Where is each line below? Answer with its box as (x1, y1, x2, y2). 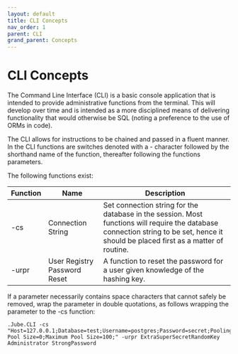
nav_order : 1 (7, 23, 46, 31)
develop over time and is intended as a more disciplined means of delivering (7, 106, 230, 114)
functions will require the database (103, 218, 219, 228)
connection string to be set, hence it (103, 227, 223, 237)
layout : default (7, 10, 55, 18)
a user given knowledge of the (103, 265, 204, 275)
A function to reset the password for (103, 257, 224, 267)
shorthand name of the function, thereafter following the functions (7, 150, 200, 159)
